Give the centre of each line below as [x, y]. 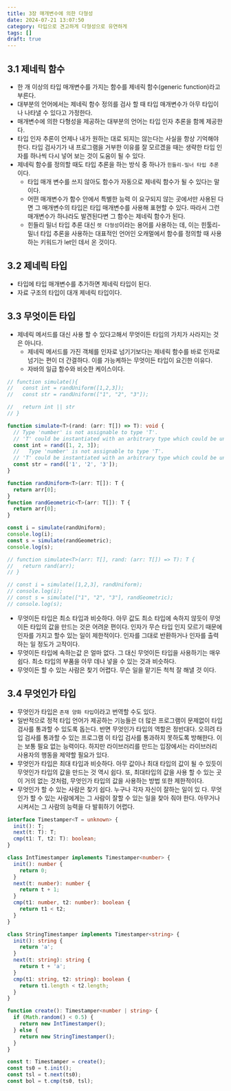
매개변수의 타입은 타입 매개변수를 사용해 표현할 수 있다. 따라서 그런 [131, 207]
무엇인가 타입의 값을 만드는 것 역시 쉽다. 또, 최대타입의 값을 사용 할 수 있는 [116, 772]
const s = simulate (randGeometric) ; [59, 540]
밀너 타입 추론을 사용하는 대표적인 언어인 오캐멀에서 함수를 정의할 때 [118, 233]
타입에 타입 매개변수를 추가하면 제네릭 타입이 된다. [84, 284]
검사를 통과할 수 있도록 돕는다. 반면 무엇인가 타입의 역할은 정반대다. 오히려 [116, 729]
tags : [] [20, 33]
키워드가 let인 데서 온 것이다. [78, 242]
